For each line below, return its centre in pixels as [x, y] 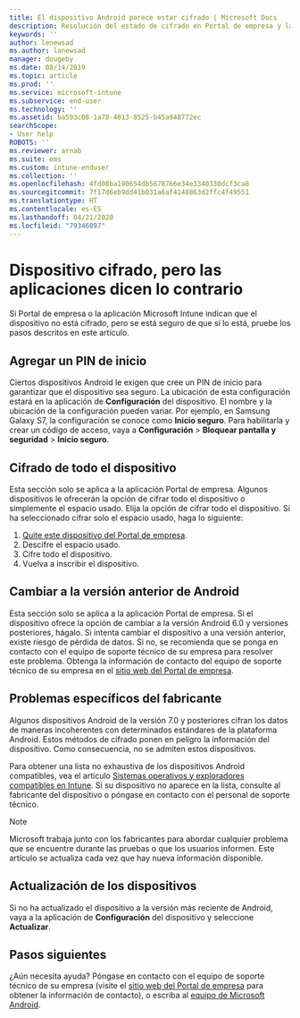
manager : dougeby [42, 59]
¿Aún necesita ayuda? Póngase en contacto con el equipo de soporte [137, 976]
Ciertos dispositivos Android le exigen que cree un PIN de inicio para [136, 382]
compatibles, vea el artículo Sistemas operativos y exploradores [127, 775]
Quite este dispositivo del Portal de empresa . [104, 535]
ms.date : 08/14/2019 [48, 68]
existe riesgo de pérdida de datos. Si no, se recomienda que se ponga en [144, 642]
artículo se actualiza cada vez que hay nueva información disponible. [136, 858]
